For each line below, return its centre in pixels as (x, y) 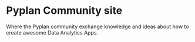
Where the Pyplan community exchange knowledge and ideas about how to (97, 26)
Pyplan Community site (64, 11)
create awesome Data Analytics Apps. (52, 32)
